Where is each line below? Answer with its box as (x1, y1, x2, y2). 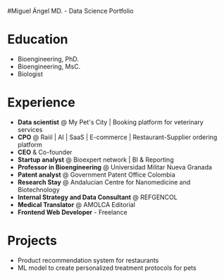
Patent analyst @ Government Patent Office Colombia (17, 170, 176, 179)
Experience (7, 95, 75, 111)
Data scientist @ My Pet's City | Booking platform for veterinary (17, 117, 204, 126)
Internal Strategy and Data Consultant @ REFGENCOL (17, 193, 178, 201)
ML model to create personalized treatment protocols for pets (17, 263, 197, 272)
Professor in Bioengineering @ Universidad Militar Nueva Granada (17, 162, 213, 171)
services (17, 125, 43, 133)
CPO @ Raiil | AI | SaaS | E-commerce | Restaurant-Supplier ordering (17, 133, 218, 141)
